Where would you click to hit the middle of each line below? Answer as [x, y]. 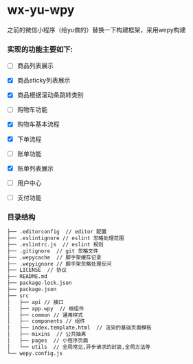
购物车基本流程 [38, 124]
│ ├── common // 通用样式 [45, 315]
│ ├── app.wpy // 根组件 [46, 308]
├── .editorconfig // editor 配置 [57, 232]
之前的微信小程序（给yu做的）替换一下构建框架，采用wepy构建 [96, 30]
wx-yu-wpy [41, 10]
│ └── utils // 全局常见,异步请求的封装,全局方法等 [79, 347]
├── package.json [32, 290]
